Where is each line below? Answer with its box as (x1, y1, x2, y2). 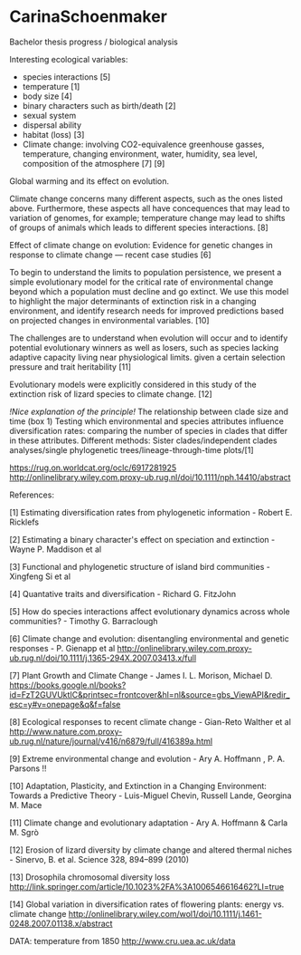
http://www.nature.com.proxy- (9, 726, 123, 737)
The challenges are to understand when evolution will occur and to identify (9, 333, 288, 343)
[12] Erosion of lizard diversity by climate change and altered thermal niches (9, 844, 292, 855)
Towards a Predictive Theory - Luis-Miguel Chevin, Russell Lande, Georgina (9, 790, 292, 801)
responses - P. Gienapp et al (9, 642, 116, 653)
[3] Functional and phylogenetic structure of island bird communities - (9, 561, 271, 572)
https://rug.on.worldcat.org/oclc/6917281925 (9, 462, 177, 473)
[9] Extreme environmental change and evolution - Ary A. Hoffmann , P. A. (9, 753, 286, 764)
